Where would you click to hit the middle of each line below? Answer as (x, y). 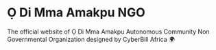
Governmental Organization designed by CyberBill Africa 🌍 (91, 39)
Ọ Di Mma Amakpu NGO (76, 13)
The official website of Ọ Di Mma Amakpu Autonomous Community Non (109, 32)
